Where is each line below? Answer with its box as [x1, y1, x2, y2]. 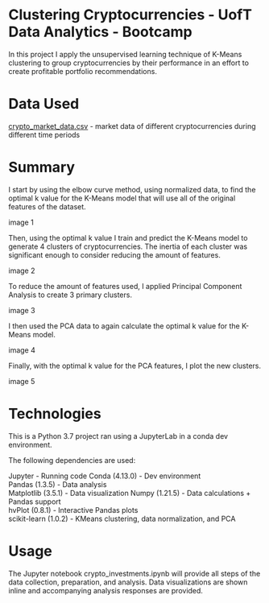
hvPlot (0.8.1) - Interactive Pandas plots [8, 505, 139, 514]
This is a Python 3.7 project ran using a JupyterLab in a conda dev [8, 431, 228, 440]
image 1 [8, 217, 34, 227]
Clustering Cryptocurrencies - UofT [8, 6, 252, 24]
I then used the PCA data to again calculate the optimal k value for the [8, 320, 240, 331]
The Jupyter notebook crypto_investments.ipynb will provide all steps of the [8, 568, 261, 578]
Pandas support [8, 497, 62, 506]
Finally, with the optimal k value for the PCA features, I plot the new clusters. [8, 361, 262, 370]
